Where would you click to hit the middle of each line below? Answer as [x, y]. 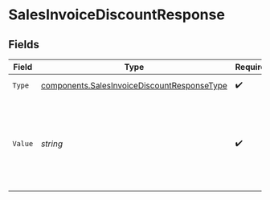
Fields [24, 45]
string [51, 144]
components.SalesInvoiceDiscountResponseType [134, 86]
